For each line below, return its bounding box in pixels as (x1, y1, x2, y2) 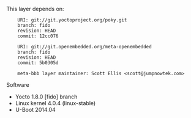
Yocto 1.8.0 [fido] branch (15, 93, 78, 100)
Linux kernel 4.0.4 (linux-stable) (15, 100, 96, 106)
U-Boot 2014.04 (15, 106, 56, 113)
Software (6, 81, 29, 88)
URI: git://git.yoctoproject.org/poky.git (17, 17, 127, 23)
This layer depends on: (6, 6, 64, 12)
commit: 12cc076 (17, 33, 59, 39)
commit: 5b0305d (17, 60, 59, 66)
